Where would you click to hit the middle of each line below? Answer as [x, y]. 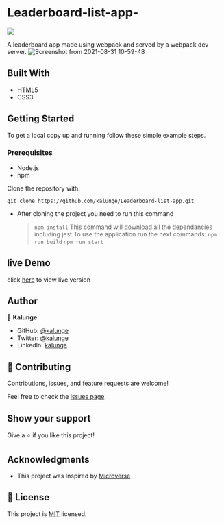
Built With [28, 73]
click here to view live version [49, 280]
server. [17, 51]
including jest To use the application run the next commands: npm [126, 234]
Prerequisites [30, 153]
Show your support [49, 418]
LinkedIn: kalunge [42, 345]
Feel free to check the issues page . [57, 397]
